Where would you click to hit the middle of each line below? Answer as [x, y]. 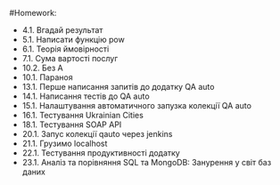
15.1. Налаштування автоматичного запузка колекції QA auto [137, 105]
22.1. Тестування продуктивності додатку [101, 153]
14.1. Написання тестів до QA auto [86, 96]
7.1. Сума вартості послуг [70, 58]
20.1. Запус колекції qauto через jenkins [97, 134]
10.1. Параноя [47, 77]
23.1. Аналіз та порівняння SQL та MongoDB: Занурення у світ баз [147, 162]
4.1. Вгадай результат [62, 30]
